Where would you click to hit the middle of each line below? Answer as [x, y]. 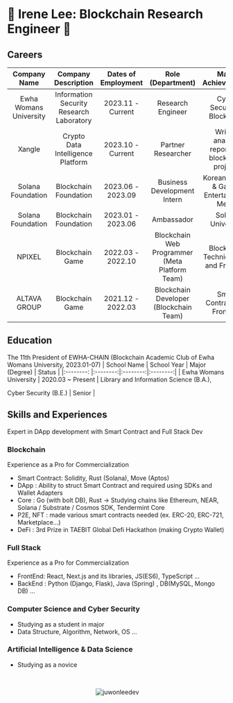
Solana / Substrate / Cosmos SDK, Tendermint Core [91, 507]
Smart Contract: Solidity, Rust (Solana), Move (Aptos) [93, 478]
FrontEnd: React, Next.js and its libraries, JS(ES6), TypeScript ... [108, 577]
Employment [122, 83]
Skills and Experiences [57, 415]
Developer [173, 298]
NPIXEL [29, 257]
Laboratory [74, 121]
